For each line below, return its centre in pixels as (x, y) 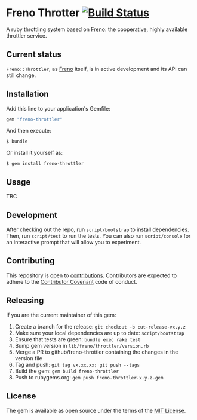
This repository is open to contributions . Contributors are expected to (92, 275)
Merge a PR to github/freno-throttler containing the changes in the (96, 352)
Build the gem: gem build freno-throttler (67, 371)
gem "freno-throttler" (34, 119)
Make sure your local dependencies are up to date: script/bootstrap (99, 333)
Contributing (30, 261)
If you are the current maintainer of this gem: (61, 315)
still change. (21, 75)
